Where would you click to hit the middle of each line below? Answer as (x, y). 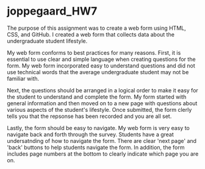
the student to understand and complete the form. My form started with (97, 97)
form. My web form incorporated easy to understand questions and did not (101, 66)
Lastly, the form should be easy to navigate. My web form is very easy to (98, 128)
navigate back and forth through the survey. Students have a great (91, 134)
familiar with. (23, 78)
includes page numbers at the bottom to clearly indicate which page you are (103, 154)
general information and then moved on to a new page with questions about (102, 103)
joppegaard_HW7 (52, 11)
